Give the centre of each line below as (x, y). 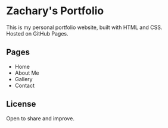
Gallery (24, 79)
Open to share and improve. (40, 118)
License (21, 104)
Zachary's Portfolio (55, 11)
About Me (27, 73)
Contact (24, 85)
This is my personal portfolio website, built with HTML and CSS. (84, 27)
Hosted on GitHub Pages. (37, 33)
